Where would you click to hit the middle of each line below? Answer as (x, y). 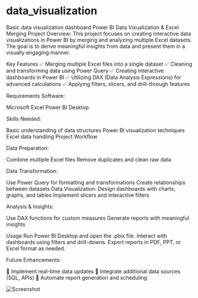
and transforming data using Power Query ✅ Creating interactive (85, 71)
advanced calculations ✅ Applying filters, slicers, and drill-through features (98, 84)
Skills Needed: (24, 118)
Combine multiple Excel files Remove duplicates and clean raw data (89, 159)
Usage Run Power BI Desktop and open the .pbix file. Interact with (87, 236)
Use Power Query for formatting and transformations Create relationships (96, 182)
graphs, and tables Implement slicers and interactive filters (78, 195)
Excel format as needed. (36, 248)
